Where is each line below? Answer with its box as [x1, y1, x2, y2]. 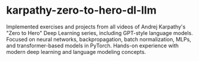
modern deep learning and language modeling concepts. [6, 48, 146, 55]
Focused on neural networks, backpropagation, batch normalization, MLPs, [6, 36, 191, 43]
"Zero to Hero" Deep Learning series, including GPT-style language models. [6, 29, 193, 36]
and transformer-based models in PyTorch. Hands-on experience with [6, 42, 179, 49]
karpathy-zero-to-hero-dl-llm [6, 4, 157, 17]
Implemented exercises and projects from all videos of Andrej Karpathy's [6, 23, 186, 30]
